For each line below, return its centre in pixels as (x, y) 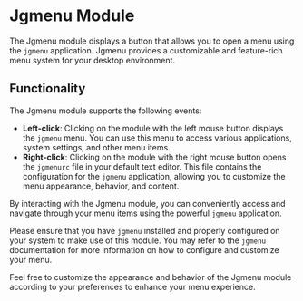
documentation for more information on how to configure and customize (144, 249)
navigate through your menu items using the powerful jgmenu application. (146, 213)
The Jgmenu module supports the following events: (106, 111)
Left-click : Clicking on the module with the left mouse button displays (153, 128)
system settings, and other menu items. (96, 147)
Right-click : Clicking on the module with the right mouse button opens (154, 157)
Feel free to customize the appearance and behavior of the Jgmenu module (151, 277)
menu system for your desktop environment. (92, 60)
